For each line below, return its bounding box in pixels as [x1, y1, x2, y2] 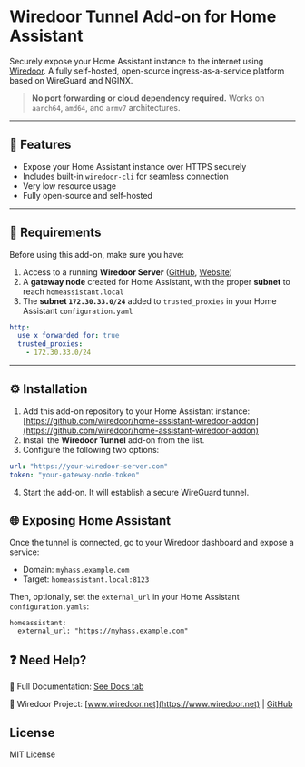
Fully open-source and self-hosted [22, 190, 152, 201]
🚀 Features [9, 137, 72, 152]
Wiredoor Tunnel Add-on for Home [9, 6, 277, 27]
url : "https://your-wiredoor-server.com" [9, 461, 169, 471]
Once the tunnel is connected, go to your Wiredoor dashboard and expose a [9, 537, 295, 548]
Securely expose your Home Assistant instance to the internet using [9, 55, 264, 66]
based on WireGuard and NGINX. [9, 74, 133, 85]
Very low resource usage [22, 180, 116, 192]
